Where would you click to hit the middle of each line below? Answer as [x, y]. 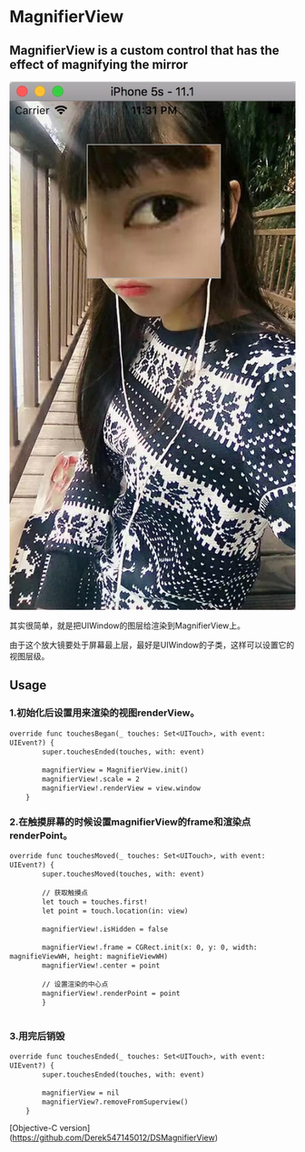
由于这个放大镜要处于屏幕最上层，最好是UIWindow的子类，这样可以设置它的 [152, 645]
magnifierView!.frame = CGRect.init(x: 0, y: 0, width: [150, 947]
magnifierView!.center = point [101, 966]
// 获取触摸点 [65, 893]
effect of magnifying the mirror [99, 64]
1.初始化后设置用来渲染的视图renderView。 [104, 713]
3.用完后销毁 [37, 1036]
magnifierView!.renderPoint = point [111, 993]
